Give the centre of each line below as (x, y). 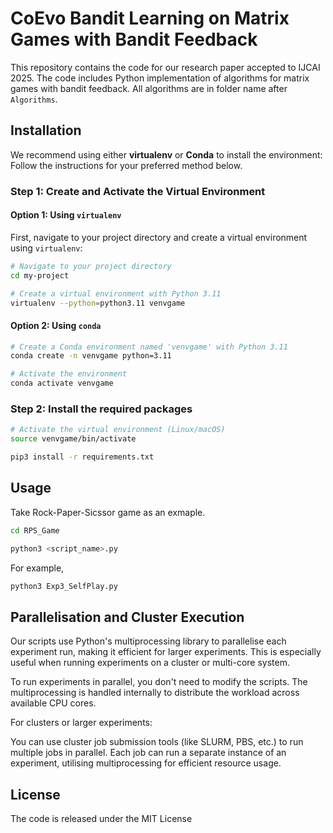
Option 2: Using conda (56, 325)
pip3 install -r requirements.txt (82, 457)
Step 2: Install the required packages (101, 409)
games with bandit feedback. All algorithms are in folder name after (149, 88)
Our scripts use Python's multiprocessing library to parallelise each (148, 641)
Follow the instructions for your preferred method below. (126, 165)
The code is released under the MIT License (101, 819)
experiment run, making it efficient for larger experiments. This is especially (166, 652)
